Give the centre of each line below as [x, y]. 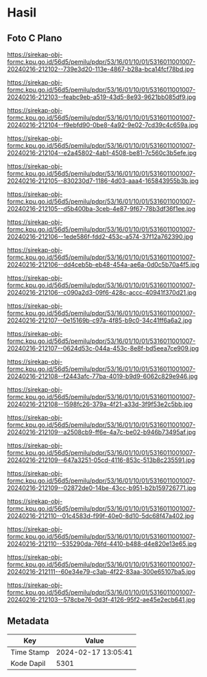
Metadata [28, 621]
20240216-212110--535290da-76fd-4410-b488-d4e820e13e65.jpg [102, 544]
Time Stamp [30, 652]
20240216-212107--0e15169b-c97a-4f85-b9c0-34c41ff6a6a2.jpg [100, 320]
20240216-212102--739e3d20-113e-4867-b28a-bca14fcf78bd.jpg [100, 69]
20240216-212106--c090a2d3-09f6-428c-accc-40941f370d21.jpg [102, 292]
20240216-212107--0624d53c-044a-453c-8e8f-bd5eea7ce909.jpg [103, 348]
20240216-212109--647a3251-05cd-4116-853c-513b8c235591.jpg [101, 460]
